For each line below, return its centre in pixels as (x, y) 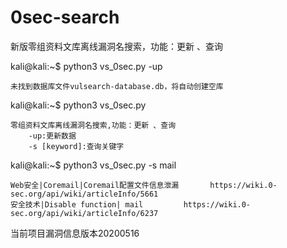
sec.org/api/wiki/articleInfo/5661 (84, 194)
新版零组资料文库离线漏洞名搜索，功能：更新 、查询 (116, 46)
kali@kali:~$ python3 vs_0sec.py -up (86, 66)
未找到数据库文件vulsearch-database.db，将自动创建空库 (117, 86)
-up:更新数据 (52, 136)
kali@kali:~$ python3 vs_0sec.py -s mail (93, 165)
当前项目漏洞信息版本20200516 (75, 233)
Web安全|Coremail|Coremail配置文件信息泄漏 (95, 185)
